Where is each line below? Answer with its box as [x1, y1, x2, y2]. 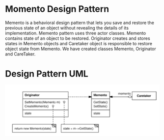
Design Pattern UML [5, 68, 88, 80]
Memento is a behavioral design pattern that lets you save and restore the [5, 20, 155, 26]
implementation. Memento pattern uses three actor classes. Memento [5, 30, 146, 36]
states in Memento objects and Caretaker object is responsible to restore [5, 40, 153, 46]
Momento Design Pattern [5, 3, 109, 15]
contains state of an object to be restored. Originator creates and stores [5, 35, 151, 41]
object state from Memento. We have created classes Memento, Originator [5, 46, 156, 52]
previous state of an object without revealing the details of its [5, 25, 129, 30]
